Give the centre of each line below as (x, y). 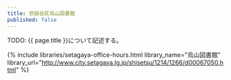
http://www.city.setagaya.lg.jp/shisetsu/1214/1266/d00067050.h (133, 62)
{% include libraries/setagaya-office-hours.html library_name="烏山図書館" (114, 55)
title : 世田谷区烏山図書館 (41, 13)
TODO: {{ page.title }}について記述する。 (65, 40)
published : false (32, 20)
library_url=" (25, 62)
